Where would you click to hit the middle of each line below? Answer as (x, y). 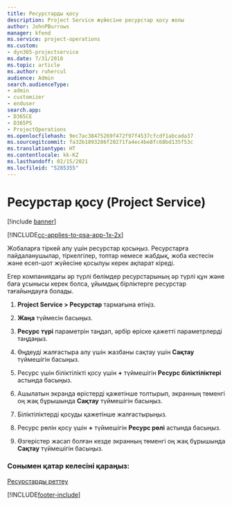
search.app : (24, 110)
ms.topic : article (34, 65)
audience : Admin (30, 78)
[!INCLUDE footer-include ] (44, 495)
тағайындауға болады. (41, 291)
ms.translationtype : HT (42, 149)
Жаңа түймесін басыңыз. (55, 318)
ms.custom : (23, 46)
